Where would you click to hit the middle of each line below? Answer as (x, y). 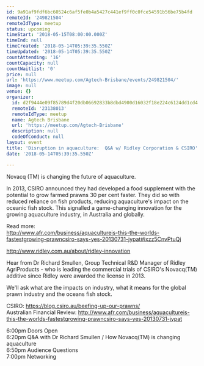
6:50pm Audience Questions (42, 350)
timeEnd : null (24, 40)
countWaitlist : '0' (31, 69)
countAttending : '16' (34, 57)
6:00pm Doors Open (32, 331)
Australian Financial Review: (42, 312)
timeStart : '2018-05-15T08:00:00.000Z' (57, 35)
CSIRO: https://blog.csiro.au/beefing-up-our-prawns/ (73, 306)
